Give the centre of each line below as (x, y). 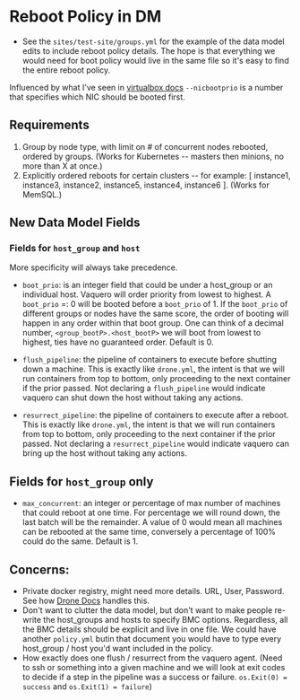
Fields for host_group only (81, 481)
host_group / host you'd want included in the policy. (117, 649)
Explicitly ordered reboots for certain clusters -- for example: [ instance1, (156, 175)
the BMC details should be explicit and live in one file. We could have (149, 629)
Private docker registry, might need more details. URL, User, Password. (153, 591)
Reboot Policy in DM (86, 17)
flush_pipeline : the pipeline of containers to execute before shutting (150, 360)
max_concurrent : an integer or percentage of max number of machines (151, 503)
